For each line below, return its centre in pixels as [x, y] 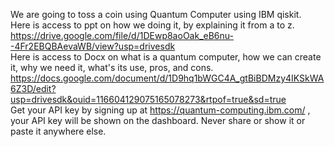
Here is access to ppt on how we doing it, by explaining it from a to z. [152, 25]
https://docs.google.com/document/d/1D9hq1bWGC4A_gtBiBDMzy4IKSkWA [167, 78]
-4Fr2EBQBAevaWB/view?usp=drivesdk [93, 46]
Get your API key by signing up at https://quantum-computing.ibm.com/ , [160, 110]
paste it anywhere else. [58, 131]
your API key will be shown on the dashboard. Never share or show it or [158, 120]
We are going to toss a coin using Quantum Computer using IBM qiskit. [156, 14]
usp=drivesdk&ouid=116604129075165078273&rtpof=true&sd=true [148, 99]
